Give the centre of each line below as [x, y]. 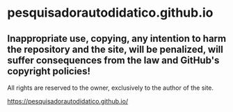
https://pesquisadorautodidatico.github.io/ [68, 101]
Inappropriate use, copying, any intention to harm [117, 39]
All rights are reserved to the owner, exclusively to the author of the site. [111, 88]
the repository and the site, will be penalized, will [115, 49]
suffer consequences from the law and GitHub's [113, 60]
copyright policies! [49, 71]
